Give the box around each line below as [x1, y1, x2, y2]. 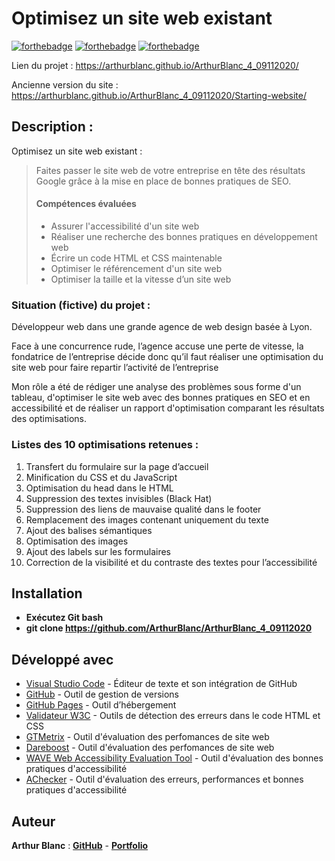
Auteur [11, 813, 56, 830]
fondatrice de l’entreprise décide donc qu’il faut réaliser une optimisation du [11, 351, 324, 363]
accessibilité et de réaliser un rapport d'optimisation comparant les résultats [11, 402, 325, 414]
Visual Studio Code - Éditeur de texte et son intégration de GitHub [25, 678, 298, 690]
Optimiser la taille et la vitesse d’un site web [50, 273, 232, 285]
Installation [11, 585, 83, 602]
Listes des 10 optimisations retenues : [11, 438, 199, 452]
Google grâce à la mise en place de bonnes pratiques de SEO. [35, 175, 292, 187]
